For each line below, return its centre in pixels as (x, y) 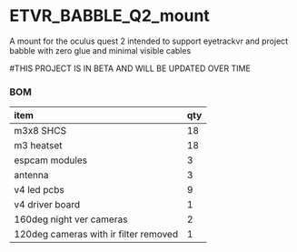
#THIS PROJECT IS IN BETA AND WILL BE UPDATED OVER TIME (130, 68)
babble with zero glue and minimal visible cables (100, 50)
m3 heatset (38, 146)
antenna (31, 176)
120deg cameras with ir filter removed (96, 235)
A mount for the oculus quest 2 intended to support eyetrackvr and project (149, 41)
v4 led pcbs (40, 190)
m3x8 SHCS (40, 131)
